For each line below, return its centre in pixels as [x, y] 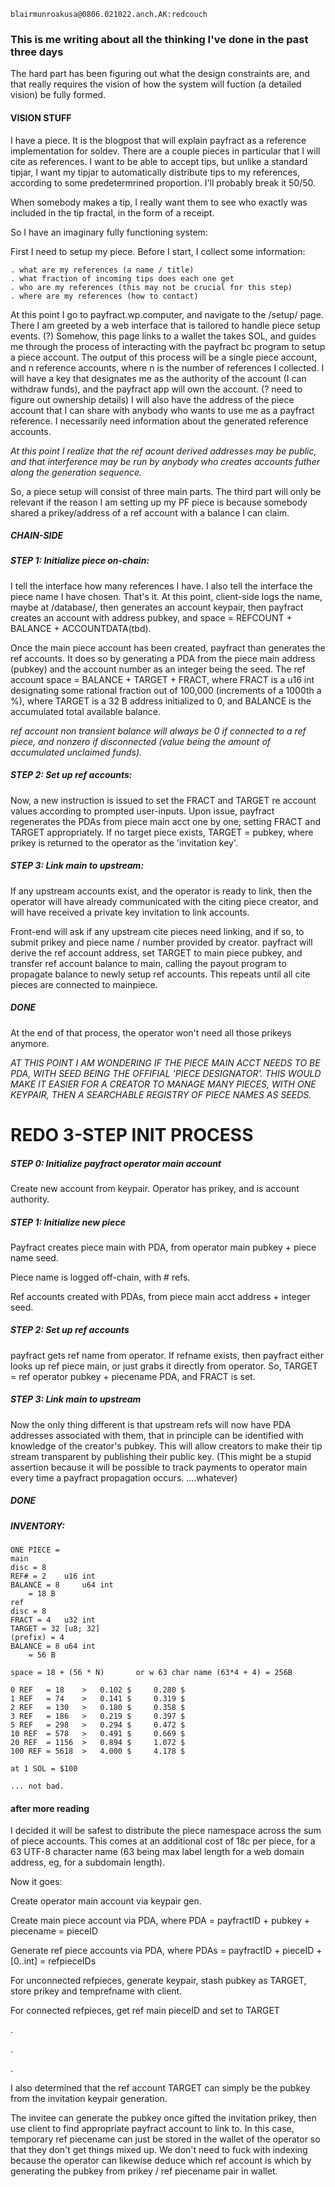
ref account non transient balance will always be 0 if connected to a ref [158, 731]
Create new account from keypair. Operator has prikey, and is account [155, 1188]
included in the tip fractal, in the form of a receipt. [112, 212]
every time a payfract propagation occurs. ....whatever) [124, 1477]
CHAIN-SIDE [37, 536]
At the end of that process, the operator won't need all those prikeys [151, 1032]
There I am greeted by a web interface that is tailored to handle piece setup [165, 325]
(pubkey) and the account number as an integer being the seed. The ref [158, 669]
